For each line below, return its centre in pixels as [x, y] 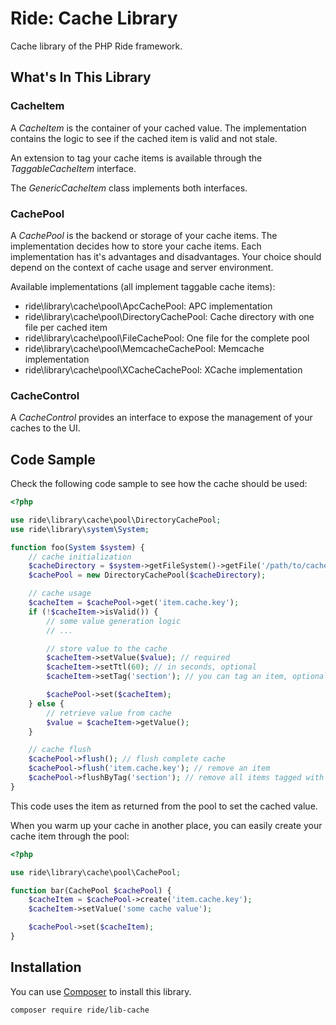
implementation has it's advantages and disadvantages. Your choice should [166, 256]
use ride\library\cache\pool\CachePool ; [96, 872]
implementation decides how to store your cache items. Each [136, 246]
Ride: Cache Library [94, 18]
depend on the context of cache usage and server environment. [142, 267]
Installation [46, 967]
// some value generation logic [114, 621]
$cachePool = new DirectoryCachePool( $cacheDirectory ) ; [147, 575]
